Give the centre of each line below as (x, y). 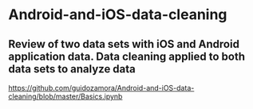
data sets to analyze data (72, 69)
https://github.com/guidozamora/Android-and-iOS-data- (101, 88)
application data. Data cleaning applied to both (127, 56)
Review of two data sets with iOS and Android (124, 44)
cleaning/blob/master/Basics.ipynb (65, 96)
